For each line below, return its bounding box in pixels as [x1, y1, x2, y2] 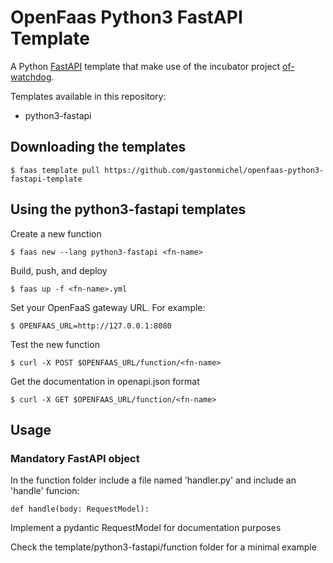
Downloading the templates [10, 139, 187, 156]
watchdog [10, 71, 52, 83]
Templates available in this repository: [10, 90, 167, 102]
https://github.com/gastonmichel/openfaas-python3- [104, 165, 325, 175]
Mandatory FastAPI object [10, 451, 140, 465]
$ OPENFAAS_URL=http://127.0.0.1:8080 [10, 321, 172, 331]
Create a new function [10, 227, 102, 240]
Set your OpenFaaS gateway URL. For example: [10, 301, 206, 313]
